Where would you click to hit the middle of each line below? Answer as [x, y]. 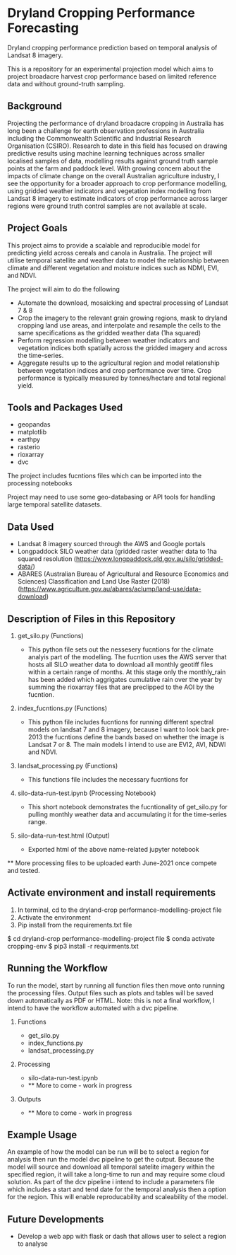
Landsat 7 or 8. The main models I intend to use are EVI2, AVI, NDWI [127, 745]
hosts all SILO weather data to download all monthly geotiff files [120, 664]
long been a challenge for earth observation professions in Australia [106, 131]
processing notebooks [40, 483]
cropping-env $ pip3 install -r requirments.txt [73, 946]
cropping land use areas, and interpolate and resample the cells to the [119, 325]
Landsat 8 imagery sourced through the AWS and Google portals [111, 544]
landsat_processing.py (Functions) [68, 766]
